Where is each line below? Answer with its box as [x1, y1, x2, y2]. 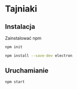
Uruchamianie [5, 66, 48, 75]
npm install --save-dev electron [5, 53, 73, 58]
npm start [5, 79, 25, 84]
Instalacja [5, 23, 35, 31]
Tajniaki [5, 3, 37, 14]
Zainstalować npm [5, 35, 42, 41]
